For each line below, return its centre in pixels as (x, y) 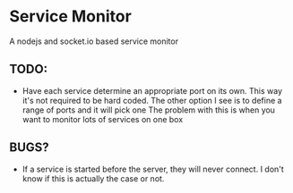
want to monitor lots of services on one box (103, 119)
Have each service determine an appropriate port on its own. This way (152, 90)
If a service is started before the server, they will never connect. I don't (153, 169)
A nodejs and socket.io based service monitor (94, 41)
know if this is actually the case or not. (93, 178)
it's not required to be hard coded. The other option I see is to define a (152, 100)
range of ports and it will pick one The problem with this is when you (149, 110)
